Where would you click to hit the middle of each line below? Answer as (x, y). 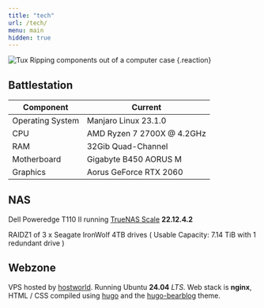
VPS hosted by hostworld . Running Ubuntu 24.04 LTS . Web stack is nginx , (130, 287)
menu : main (26, 30)
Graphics (29, 173)
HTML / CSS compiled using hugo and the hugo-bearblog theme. (115, 295)
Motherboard (37, 159)
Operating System (46, 121)
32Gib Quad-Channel (127, 146)
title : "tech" (32, 15)
